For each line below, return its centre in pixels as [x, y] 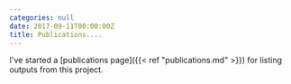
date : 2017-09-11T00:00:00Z [62, 26]
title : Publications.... [56, 34]
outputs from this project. [56, 70]
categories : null [42, 18]
